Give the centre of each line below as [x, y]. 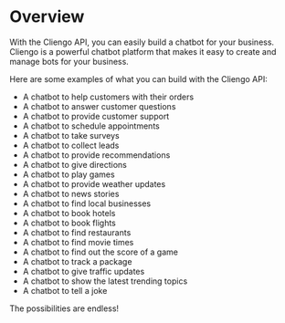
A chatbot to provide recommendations [96, 155]
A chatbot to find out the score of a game [100, 252]
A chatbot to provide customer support [96, 116]
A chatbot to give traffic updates [84, 271]
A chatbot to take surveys [71, 135]
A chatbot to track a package [77, 261]
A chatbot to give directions [75, 164]
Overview [47, 17]
